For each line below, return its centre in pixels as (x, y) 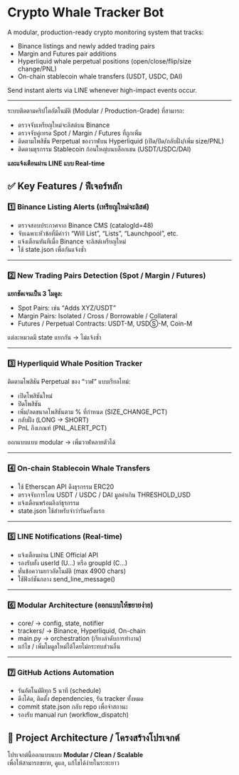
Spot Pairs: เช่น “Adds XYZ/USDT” (67, 308)
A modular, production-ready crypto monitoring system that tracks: (106, 32)
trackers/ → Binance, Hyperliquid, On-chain (81, 631)
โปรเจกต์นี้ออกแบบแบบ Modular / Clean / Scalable (75, 755)
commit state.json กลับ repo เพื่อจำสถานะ (73, 706)
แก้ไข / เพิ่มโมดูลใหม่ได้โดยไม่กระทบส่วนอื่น (69, 647)
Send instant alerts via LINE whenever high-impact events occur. (102, 90)
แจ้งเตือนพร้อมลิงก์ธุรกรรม (48, 502)
